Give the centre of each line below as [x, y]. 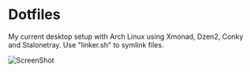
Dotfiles [34, 15]
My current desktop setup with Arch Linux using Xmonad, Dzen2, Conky [126, 36]
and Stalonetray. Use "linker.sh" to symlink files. [86, 44]
